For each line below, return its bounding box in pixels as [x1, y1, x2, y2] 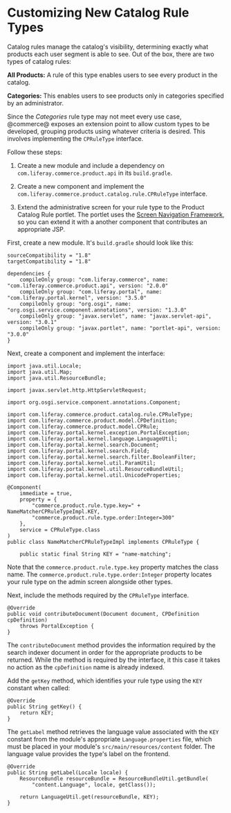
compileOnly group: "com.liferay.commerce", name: [19, 276, 169, 283]
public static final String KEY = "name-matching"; [19, 550, 172, 558]
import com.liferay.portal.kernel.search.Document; [7, 441, 159, 448]
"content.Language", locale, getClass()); [32, 781, 156, 788]
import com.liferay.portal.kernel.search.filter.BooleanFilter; [7, 453, 196, 461]
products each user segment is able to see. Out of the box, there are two [7, 50, 214, 58]
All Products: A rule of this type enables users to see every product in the [7, 71, 218, 79]
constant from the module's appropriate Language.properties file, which [7, 735, 212, 743]
